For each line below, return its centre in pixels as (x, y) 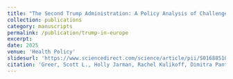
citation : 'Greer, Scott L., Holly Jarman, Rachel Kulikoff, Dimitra (110, 65)
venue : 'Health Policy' (42, 52)
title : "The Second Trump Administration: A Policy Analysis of (102, 13)
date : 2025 (23, 45)
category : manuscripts (40, 26)
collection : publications (44, 20)
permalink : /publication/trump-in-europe (68, 33)
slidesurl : (23, 58)
